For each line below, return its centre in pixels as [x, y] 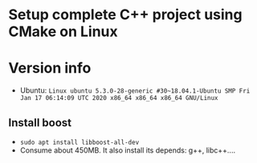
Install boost [40, 123]
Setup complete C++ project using [125, 15]
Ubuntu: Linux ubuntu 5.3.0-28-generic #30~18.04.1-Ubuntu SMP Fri [135, 90]
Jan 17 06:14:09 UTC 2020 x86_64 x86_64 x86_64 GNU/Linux [119, 98]
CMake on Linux [63, 32]
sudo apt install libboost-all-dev [80, 142]
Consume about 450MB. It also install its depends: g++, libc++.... [127, 150]
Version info [50, 68]
